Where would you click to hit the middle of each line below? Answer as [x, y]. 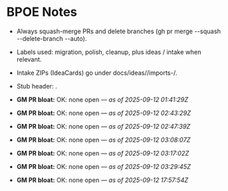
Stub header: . [37, 86]
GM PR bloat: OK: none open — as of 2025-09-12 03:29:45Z [104, 166]
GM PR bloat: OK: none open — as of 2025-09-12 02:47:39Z [104, 126]
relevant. [29, 59]
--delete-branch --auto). [52, 38]
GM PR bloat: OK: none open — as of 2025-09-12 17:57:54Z [102, 180]
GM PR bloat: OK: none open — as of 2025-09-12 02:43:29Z [104, 113]
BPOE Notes [42, 12]
